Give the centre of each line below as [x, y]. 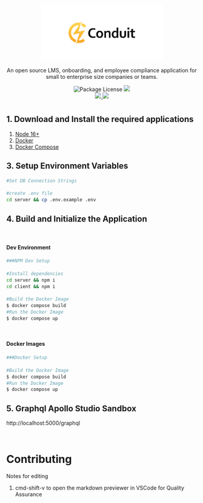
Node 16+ [27, 134]
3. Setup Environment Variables [67, 166]
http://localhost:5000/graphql [43, 423]
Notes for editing [27, 476]
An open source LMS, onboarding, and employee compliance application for [102, 70]
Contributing [39, 459]
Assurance [28, 495]
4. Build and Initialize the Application [77, 219]
